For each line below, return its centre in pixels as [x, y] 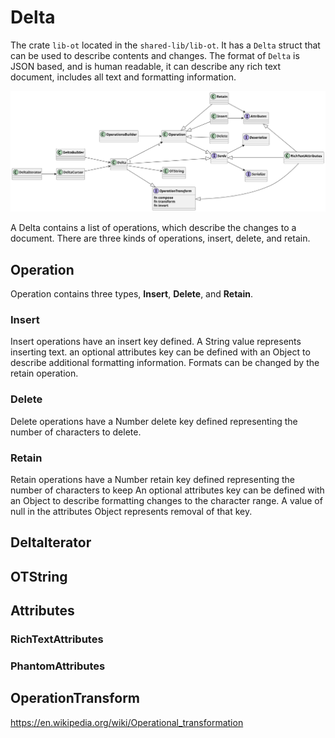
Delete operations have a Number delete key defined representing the [154, 421]
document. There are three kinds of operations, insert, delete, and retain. [160, 238]
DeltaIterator [51, 542]
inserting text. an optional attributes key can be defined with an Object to [160, 352]
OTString [39, 576]
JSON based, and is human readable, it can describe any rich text [146, 66]
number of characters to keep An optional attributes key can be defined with [167, 490]
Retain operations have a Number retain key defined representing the [152, 480]
